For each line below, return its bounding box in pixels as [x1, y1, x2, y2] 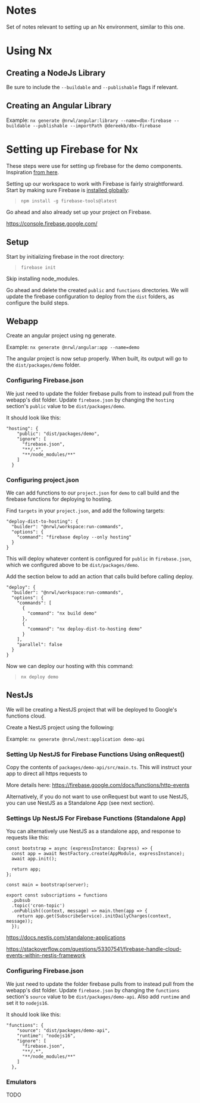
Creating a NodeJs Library [6, 68, 106, 78]
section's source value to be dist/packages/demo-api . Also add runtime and [6, 993, 190, 1000]
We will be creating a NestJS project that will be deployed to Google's [6, 706, 177, 713]
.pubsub [11, 898, 31, 904]
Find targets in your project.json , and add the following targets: [6, 507, 165, 514]
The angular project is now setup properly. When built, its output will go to [6, 355, 188, 362]
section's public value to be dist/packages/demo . [6, 402, 126, 409]
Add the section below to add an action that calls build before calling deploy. [6, 572, 194, 580]
